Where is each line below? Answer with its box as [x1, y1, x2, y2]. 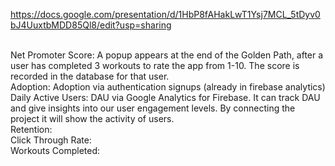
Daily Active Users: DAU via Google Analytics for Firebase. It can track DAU [10, 92, 321, 103]
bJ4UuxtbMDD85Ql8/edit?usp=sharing [10, 19, 172, 31]
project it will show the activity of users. [10, 113, 175, 124]
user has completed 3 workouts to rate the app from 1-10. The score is [10, 60, 300, 71]
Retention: [10, 124, 53, 135]
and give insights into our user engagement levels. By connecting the [10, 102, 296, 114]
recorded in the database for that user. [10, 70, 170, 82]
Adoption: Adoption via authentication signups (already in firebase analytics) [10, 81, 326, 93]
